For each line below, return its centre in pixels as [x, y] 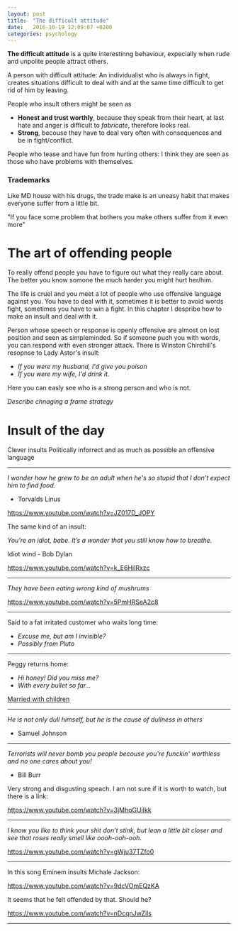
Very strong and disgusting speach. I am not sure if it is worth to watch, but [117, 789]
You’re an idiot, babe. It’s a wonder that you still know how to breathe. [110, 541]
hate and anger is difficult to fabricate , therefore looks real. [104, 126]
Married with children [39, 699]
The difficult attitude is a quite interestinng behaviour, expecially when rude [119, 54]
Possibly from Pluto [46, 644]
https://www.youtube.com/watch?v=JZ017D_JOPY [81, 513]
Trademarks [29, 180]
